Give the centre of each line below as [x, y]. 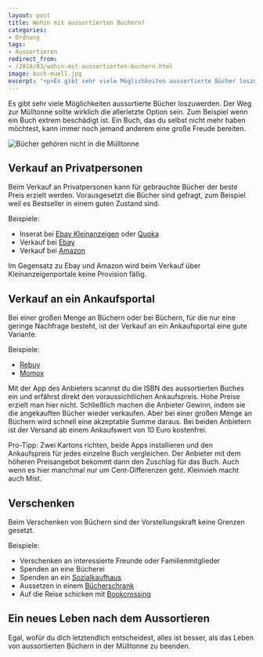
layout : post [29, 15]
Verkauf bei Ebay [47, 242]
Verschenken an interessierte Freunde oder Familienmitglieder [120, 561]
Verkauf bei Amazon [52, 251]
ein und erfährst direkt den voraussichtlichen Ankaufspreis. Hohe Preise [124, 397]
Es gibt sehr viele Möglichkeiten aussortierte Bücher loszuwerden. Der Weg [130, 103]
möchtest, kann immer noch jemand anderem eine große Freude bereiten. [127, 128]
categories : [27, 30]
